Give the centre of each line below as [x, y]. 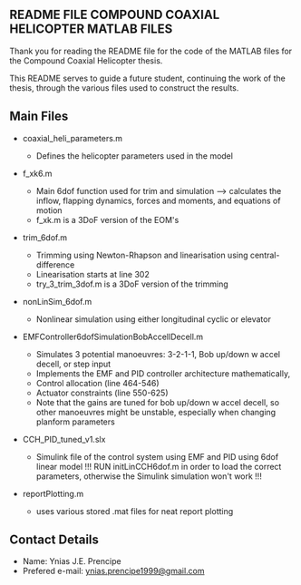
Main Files [39, 117]
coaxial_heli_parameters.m [73, 138]
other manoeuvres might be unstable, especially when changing [156, 412]
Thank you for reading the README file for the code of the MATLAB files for [151, 51]
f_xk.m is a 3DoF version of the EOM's [107, 219]
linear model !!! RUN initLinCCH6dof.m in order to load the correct [159, 466]
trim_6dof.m [45, 237]
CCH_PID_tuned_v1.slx [64, 439]
